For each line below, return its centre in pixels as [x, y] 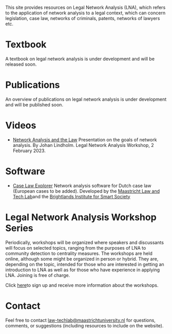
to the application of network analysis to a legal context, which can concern [85, 13]
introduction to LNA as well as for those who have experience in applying [83, 270]
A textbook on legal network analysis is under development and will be [80, 59]
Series [19, 228]
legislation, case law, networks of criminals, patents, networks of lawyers [83, 18]
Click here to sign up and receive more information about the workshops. [82, 285]
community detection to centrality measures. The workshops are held [79, 253]
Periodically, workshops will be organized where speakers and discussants [85, 242]
